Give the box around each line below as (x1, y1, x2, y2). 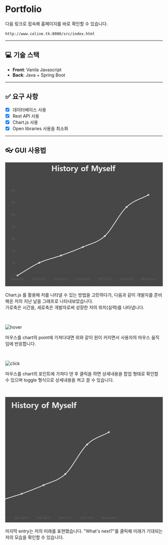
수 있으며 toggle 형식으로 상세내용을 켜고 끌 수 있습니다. (5, 377, 114, 383)
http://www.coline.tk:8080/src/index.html (5, 31, 95, 36)
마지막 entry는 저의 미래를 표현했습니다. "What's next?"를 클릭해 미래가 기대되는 (5, 528, 163, 534)
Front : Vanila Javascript (12, 67, 61, 73)
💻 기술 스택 (5, 51, 39, 60)
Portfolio (5, 4, 42, 15)
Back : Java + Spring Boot (12, 72, 65, 78)
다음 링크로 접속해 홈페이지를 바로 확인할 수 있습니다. (5, 21, 108, 27)
